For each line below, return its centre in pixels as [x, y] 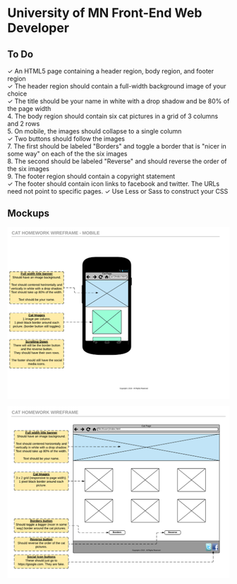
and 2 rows [24, 124]
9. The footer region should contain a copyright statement [91, 176]
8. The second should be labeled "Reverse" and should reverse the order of [117, 161]
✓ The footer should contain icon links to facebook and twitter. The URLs [114, 184]
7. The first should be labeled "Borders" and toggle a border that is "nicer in [117, 146]
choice [17, 94]
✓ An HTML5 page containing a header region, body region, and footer [111, 71]
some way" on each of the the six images [68, 154]
